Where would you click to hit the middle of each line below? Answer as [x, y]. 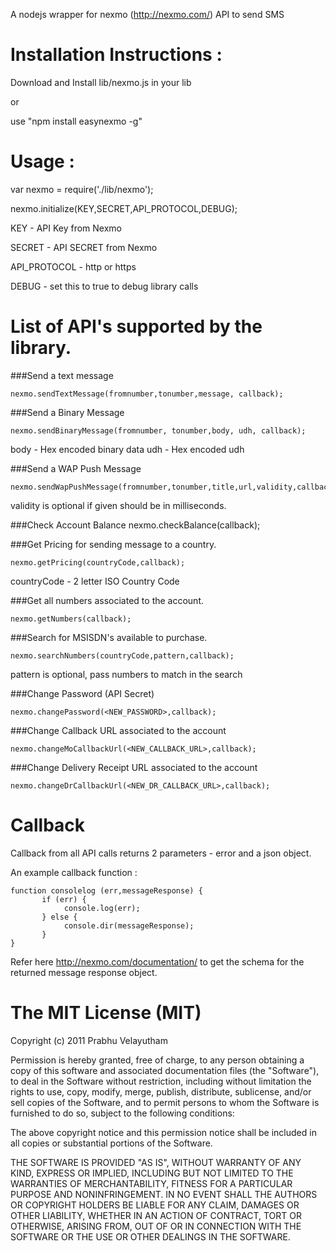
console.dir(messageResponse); [129, 925]
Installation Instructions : [116, 55]
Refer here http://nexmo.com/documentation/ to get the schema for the [157, 961]
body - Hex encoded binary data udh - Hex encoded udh [127, 449]
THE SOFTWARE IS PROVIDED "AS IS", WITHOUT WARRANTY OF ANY [156, 1162]
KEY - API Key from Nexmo [66, 228]
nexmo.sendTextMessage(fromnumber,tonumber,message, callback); [147, 394]
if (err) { [64, 899]
